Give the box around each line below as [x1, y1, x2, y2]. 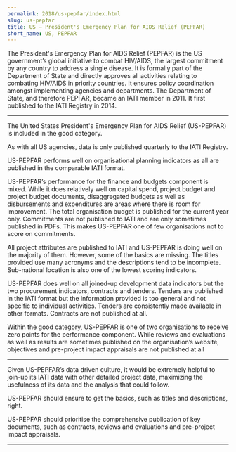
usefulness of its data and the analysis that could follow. [7, 380, 170, 389]
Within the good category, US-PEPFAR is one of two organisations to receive [7, 323, 229, 331]
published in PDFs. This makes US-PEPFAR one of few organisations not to [7, 222, 224, 231]
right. [7, 401, 23, 410]
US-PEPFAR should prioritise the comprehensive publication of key [7, 415, 201, 424]
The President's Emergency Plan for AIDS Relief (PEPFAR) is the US [7, 49, 202, 58]
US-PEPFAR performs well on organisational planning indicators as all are [7, 156, 219, 165]
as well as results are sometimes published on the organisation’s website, [7, 338, 220, 347]
